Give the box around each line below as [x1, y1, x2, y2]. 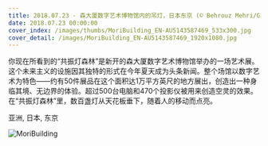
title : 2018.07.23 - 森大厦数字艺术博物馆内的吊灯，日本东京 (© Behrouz [8, 11, 232, 20]
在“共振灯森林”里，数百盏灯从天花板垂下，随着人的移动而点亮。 [8, 96, 218, 106]
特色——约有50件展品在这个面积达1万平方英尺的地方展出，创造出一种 [22, 76, 250, 86]
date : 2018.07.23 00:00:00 [8, 19, 98, 27]
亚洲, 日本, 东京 [8, 113, 58, 123]
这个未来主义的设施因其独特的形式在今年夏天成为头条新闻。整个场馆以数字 [8, 67, 253, 76]
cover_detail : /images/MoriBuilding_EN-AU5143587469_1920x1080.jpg [8, 33, 238, 42]
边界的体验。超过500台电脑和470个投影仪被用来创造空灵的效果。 [42, 86, 258, 96]
